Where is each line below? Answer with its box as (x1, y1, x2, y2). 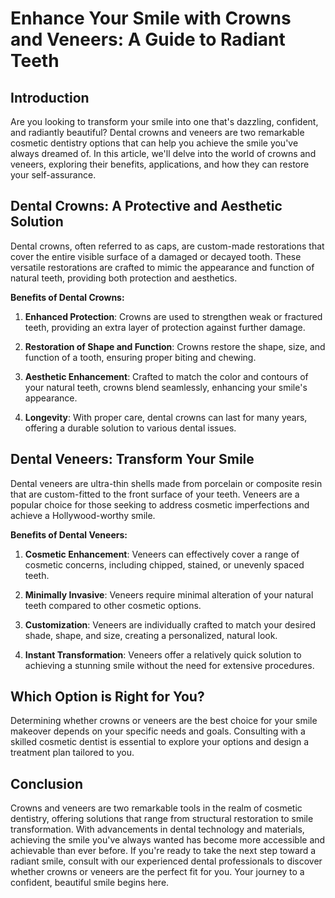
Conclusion (10, 775, 84, 792)
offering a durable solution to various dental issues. (24, 422, 237, 434)
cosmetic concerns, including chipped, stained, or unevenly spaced (24, 558, 305, 571)
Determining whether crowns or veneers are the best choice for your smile (10, 715, 318, 727)
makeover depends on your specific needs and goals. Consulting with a (10, 725, 306, 737)
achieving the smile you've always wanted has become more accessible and (10, 834, 326, 846)
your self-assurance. (10, 169, 97, 181)
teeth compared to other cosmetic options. (24, 599, 202, 611)
